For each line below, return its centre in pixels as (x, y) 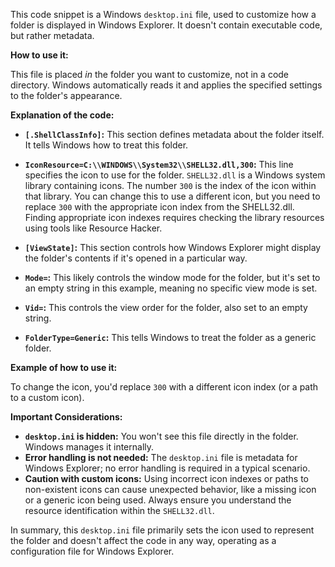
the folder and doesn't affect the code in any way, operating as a (143, 540)
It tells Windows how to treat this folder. (106, 145)
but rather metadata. (52, 35)
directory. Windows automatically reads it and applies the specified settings (166, 85)
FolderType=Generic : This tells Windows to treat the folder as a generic (170, 337)
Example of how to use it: (64, 367)
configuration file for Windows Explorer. (92, 551)
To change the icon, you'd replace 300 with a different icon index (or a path (164, 387)
